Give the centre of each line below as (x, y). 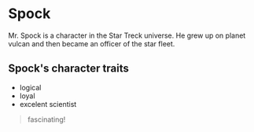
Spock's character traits (69, 69)
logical (30, 87)
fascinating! (46, 119)
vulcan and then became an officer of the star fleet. (92, 43)
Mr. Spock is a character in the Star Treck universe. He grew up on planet (127, 35)
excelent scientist (48, 104)
